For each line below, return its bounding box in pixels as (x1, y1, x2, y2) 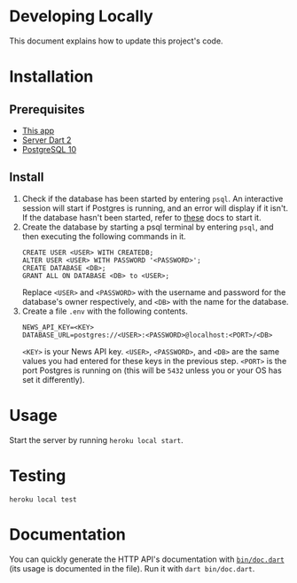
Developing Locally (9, 6, 153, 27)
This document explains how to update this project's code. (9, 35, 223, 46)
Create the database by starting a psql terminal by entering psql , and (21, 222, 274, 232)
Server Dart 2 (21, 135, 72, 145)
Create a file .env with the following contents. (21, 306, 188, 316)
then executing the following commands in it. (21, 230, 186, 241)
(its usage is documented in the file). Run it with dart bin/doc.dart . (9, 563, 255, 573)
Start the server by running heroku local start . (9, 434, 184, 445)
